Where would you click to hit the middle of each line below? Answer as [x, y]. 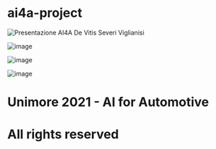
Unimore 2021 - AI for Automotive [108, 102]
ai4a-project [45, 13]
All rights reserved [63, 135]
